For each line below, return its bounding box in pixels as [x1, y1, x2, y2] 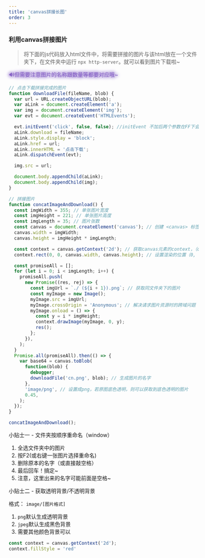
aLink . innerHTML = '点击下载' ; [14, 146, 89, 152]
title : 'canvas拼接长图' [8, 8, 68, 15]
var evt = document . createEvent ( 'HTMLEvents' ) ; [14, 113, 136, 119]
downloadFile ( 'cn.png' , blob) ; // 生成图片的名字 [30, 375, 151, 381]
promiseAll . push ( [19, 274, 63, 280]
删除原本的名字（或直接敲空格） [17, 459, 97, 467]
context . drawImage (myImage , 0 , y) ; [35, 319, 125, 325]
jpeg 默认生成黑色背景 [17, 521, 71, 528]
